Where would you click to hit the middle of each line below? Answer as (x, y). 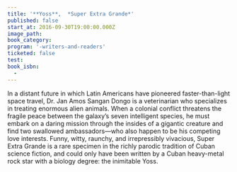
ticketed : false (31, 54)
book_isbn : (23, 67)
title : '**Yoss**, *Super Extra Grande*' (71, 14)
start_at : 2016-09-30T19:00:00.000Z (61, 27)
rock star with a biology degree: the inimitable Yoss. (83, 161)
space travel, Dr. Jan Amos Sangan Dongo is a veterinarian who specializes (117, 101)
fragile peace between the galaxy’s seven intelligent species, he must (109, 116)
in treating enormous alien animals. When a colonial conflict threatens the (114, 108)
